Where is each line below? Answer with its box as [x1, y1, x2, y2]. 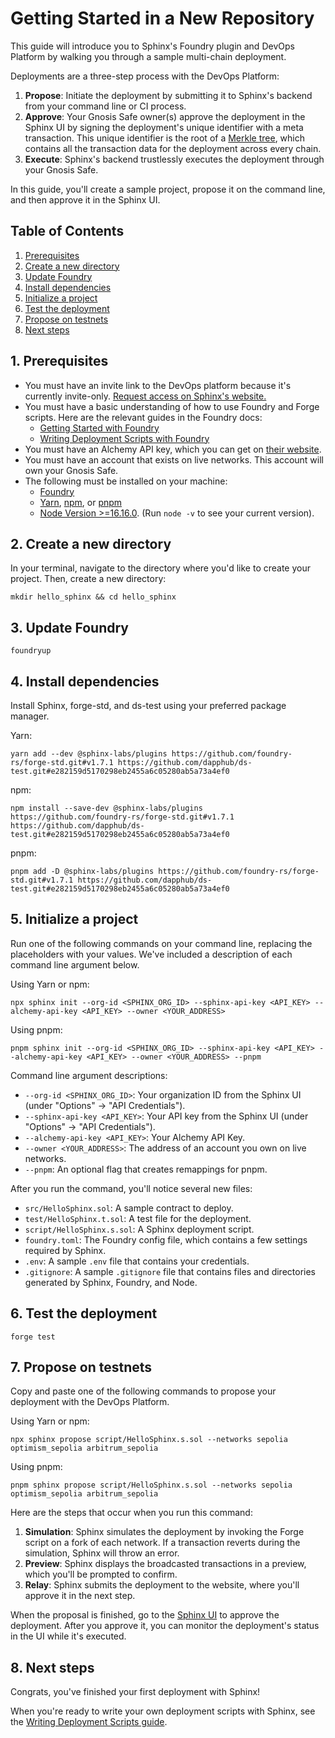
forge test [10, 1332, 56, 1342]
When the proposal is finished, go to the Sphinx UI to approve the [10, 1609, 280, 1621]
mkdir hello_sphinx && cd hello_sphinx [10, 592, 177, 602]
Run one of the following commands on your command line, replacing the [10, 937, 313, 949]
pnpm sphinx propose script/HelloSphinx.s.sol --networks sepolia [10, 1480, 293, 1491]
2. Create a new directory [10, 535, 172, 552]
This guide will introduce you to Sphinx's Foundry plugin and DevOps [10, 40, 295, 52]
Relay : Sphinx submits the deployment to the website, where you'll [24, 1579, 300, 1591]
